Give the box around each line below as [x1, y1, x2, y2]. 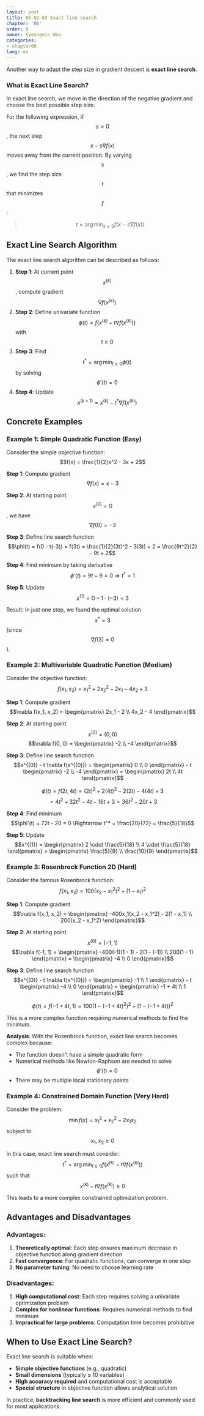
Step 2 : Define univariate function [15, 308, 101, 315]
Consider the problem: [6, 1106, 63, 1113]
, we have [6, 512, 31, 519]
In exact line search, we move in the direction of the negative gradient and [6, 95, 193, 102]
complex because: [6, 1039, 53, 1046]
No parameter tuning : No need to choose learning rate [15, 1264, 154, 1271]
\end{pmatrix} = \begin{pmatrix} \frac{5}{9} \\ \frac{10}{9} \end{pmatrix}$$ [7, 847, 198, 855]
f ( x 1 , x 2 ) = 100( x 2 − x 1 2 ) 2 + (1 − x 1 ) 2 [59, 886, 147, 896]
